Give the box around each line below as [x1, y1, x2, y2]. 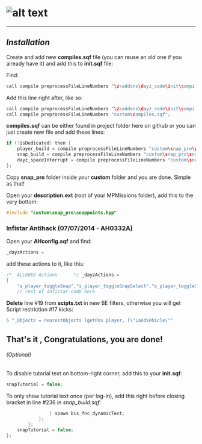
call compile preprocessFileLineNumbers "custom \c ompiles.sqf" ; [6, 111, 171, 117]
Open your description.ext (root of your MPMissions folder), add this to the [6, 192, 194, 199]
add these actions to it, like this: [6, 260, 85, 267]
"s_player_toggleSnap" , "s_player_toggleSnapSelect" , [17, 283, 152, 289]
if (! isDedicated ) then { [6, 140, 71, 146]
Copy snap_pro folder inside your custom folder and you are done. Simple [6, 174, 191, 181]
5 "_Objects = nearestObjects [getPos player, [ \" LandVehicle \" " [6, 317, 173, 324]
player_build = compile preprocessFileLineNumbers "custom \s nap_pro [17, 146, 192, 152]
